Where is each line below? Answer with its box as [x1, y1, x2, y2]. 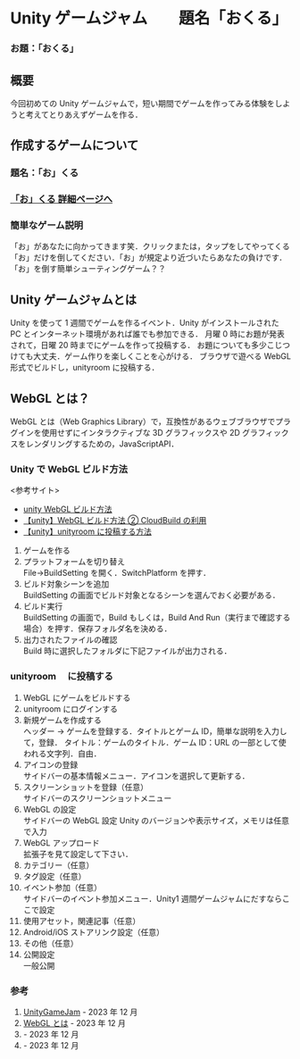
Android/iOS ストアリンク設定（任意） [22, 926, 164, 938]
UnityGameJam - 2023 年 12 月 [22, 1006, 138, 1017]
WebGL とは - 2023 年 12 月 [22, 1017, 126, 1028]
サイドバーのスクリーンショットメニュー [22, 792, 172, 804]
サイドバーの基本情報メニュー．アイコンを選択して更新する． [22, 770, 250, 781]
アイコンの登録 [22, 759, 79, 770]
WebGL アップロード [22, 837, 100, 848]
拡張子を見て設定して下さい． [22, 848, 133, 859]
